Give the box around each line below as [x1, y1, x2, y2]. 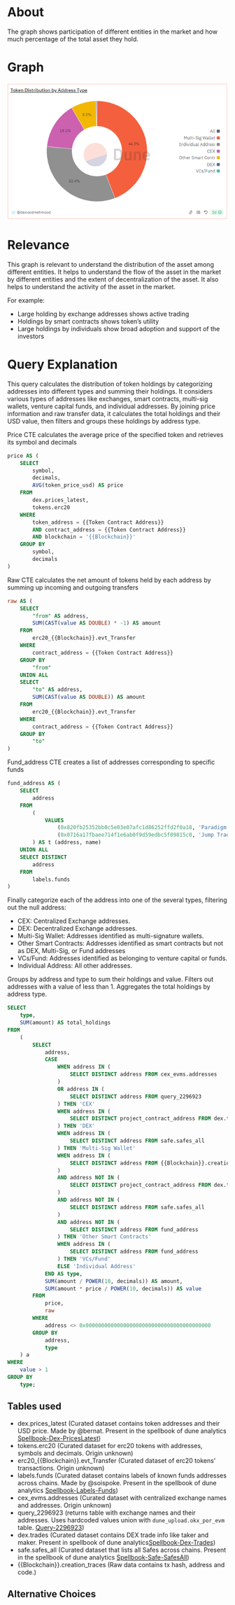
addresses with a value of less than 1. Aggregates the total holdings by [7, 982, 211, 991]
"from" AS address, [32, 612, 90, 620]
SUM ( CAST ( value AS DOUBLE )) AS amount [32, 694, 145, 701]
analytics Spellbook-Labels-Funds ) [17, 1486, 119, 1494]
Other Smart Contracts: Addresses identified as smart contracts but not [17, 939, 224, 947]
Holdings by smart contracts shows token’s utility [17, 317, 159, 326]
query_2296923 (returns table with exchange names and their [17, 1508, 196, 1517]
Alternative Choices [7, 1588, 97, 1600]
